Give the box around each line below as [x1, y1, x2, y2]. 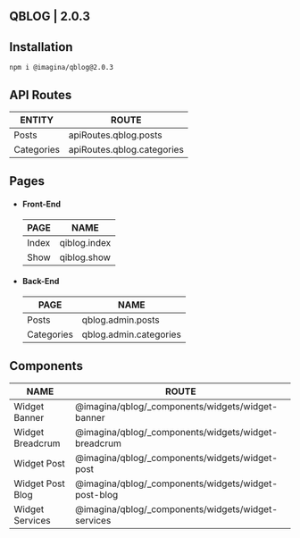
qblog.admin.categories [81, 328, 181, 340]
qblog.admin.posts [81, 314, 161, 326]
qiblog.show [59, 251, 112, 264]
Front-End [21, 198, 61, 209]
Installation [9, 39, 73, 55]
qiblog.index [59, 236, 112, 248]
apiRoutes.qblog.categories [68, 144, 185, 156]
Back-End [21, 276, 60, 287]
